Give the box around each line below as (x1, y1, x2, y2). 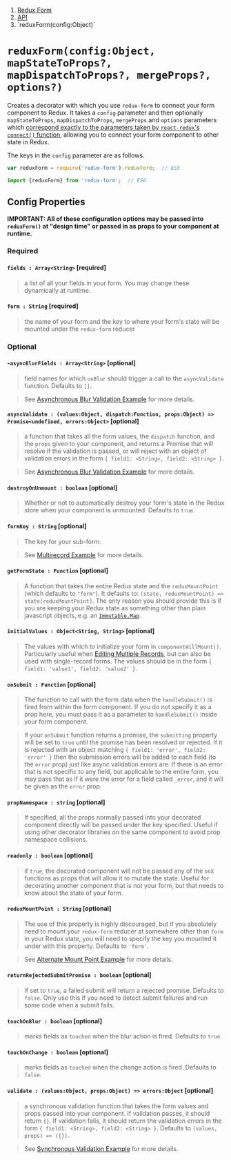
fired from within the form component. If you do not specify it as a (23, 703, 212, 711)
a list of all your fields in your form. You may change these (23, 279, 190, 287)
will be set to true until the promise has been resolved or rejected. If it (23, 738, 223, 746)
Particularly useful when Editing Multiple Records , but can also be (23, 649, 212, 658)
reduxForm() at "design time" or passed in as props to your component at (7, 222, 219, 230)
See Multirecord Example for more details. (23, 550, 144, 559)
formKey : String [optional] (7, 521, 88, 530)
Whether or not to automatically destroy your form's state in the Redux (23, 499, 225, 507)
